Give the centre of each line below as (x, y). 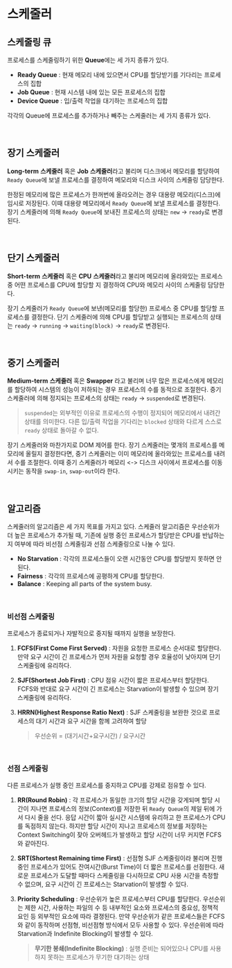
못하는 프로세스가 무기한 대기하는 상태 (99, 957)
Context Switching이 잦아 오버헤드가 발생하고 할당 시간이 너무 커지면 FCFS (119, 835)
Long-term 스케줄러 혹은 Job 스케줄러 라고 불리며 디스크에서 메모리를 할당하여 (114, 171)
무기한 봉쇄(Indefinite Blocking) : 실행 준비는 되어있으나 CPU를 (122, 948)
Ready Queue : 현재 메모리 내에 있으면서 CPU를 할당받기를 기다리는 (110, 75)
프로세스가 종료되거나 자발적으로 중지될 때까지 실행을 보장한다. (91, 633)
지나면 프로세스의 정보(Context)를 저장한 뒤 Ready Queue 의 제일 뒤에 (123, 808)
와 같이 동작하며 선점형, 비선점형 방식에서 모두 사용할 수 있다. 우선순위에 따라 (121, 925)
